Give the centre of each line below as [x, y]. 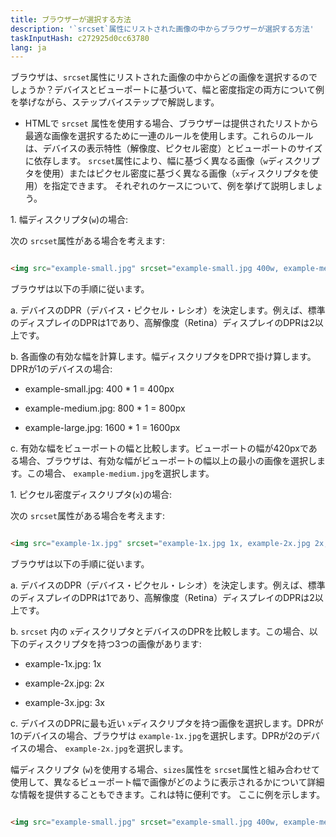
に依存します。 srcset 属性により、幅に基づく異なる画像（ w [146, 161]
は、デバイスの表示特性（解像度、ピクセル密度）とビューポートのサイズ [173, 148]
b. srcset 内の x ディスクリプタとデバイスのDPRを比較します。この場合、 [160, 631]
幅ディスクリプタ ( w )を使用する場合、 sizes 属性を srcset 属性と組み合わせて [165, 769]
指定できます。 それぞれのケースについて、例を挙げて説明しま [179, 186]
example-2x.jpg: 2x [64, 683]
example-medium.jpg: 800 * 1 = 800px [105, 408]
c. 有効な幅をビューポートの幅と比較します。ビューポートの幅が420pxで [159, 448]
